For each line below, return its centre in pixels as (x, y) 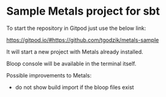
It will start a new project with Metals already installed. (75, 52)
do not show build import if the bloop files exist (74, 87)
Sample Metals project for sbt (83, 11)
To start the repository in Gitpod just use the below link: (76, 28)
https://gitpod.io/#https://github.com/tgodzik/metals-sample (83, 40)
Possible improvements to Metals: (49, 75)
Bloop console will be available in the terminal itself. (71, 63)
